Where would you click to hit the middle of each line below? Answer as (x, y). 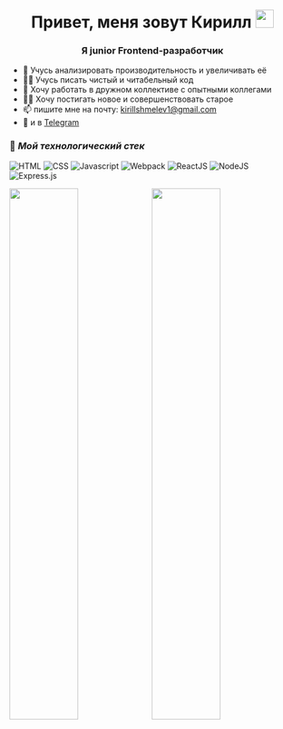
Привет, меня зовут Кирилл (141, 22)
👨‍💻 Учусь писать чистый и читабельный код (108, 80)
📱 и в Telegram (51, 123)
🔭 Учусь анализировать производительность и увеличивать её (145, 70)
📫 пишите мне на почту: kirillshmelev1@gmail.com (120, 110)
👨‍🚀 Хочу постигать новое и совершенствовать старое (128, 99)
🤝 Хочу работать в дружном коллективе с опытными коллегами (147, 90)
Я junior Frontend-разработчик (152, 51)
